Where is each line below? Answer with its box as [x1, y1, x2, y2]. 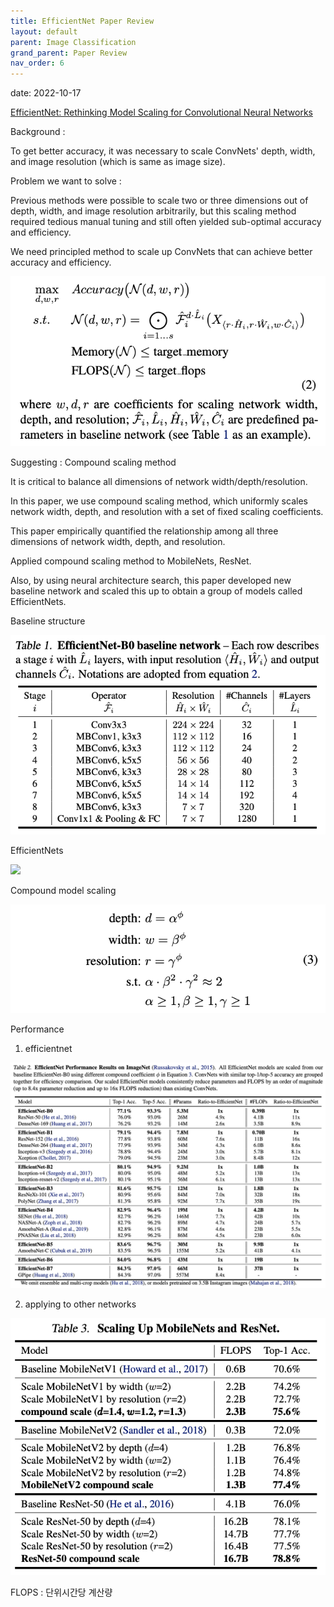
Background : [10, 126, 66, 138]
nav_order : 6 [10, 58, 65, 69]
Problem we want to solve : [10, 175, 122, 187]
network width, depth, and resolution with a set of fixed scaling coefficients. [10, 505, 324, 517]
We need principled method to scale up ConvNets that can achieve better [10, 246, 313, 258]
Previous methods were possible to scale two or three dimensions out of [10, 195, 309, 207]
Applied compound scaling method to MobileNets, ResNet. [10, 555, 252, 567]
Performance [10, 1023, 65, 1035]
